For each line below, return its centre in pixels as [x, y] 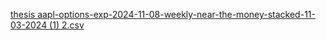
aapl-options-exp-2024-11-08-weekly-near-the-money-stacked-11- [176, 14]
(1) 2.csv [67, 25]
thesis [23, 14]
